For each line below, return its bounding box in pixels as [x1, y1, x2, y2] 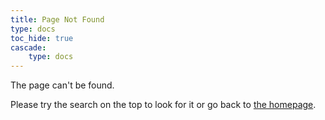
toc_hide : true [10, 33, 74, 43]
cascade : [10, 42, 47, 53]
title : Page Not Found [10, 14, 105, 25]
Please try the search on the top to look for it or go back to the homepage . [10, 99, 317, 111]
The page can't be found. [10, 79, 115, 91]
